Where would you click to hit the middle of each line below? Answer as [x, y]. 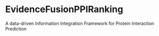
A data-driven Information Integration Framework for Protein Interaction [80, 23]
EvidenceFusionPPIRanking [64, 9]
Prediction [16, 28]
